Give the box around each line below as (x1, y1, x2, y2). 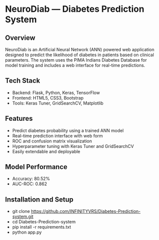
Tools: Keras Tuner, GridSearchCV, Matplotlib (12, 100, 104, 106)
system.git (12, 213, 33, 220)
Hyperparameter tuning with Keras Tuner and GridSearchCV (12, 143, 134, 149)
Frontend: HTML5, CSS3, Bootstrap (12, 95, 84, 101)
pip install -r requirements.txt (12, 224, 71, 230)
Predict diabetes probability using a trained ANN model (12, 127, 124, 134)
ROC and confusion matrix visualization (12, 138, 92, 144)
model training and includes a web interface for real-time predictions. (5, 63, 146, 68)
